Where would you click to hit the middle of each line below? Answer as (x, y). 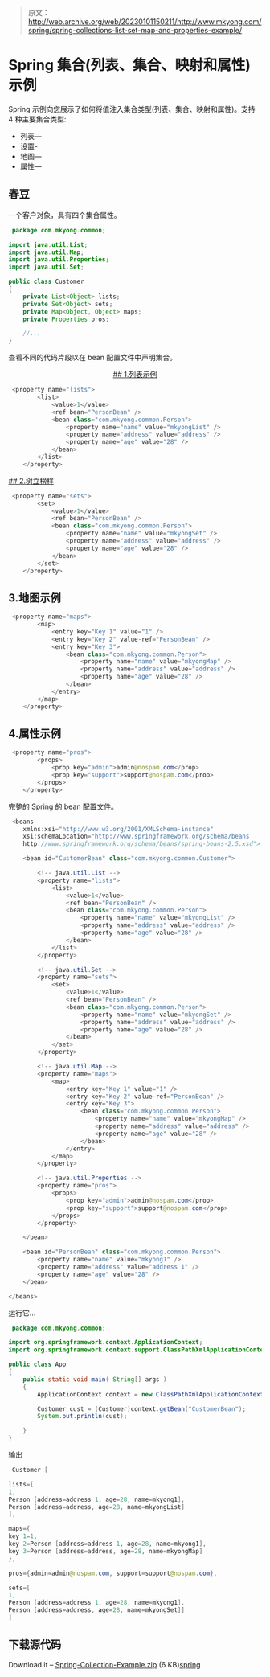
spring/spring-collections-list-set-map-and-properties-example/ (135, 30)
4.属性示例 (35, 734)
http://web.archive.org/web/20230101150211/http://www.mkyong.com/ (145, 22)
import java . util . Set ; (46, 267)
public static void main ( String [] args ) (95, 1379)
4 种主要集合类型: (37, 119)
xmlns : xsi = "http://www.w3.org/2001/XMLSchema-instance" (119, 829)
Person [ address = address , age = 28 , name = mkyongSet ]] (96, 1610)
